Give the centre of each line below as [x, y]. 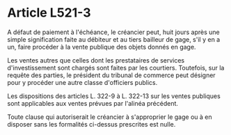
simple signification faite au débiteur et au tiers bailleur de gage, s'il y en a [114, 39]
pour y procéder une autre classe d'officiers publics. [82, 82]
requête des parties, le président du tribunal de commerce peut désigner [111, 75]
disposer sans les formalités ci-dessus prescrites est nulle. [91, 124]
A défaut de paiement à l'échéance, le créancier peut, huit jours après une [114, 32]
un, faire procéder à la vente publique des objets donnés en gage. [102, 47]
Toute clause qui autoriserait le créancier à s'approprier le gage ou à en [110, 117]
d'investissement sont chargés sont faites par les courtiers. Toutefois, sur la [116, 67]
